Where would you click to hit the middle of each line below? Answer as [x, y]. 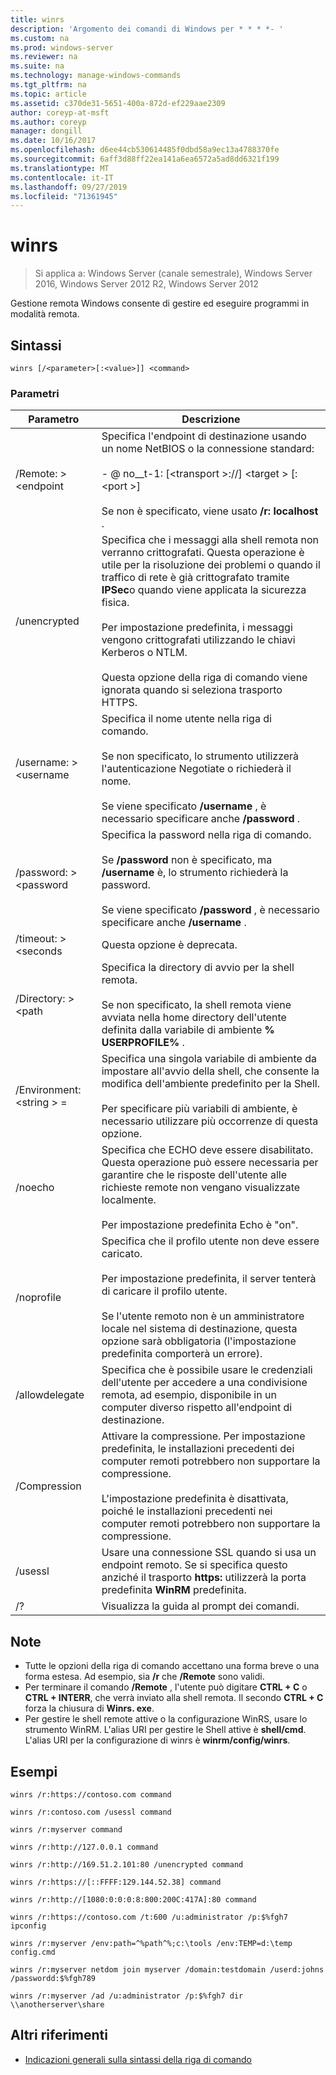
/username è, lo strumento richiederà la [195, 873]
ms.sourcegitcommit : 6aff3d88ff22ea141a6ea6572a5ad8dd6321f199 [145, 159]
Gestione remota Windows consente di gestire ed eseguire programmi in [160, 303]
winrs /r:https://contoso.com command [91, 1794]
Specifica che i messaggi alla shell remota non [210, 540]
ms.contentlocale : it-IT [62, 177]
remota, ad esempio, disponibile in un [189, 1395]
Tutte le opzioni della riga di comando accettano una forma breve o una [172, 1666]
